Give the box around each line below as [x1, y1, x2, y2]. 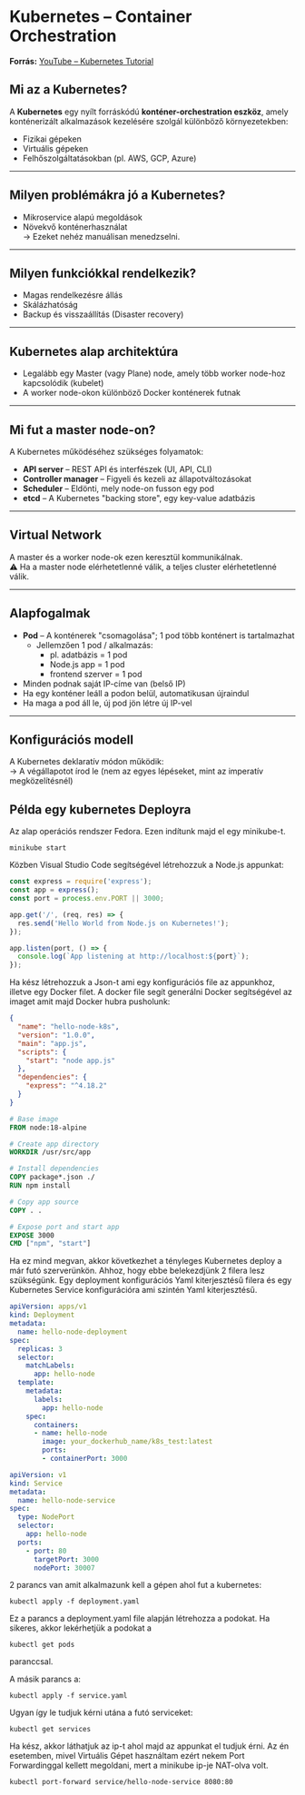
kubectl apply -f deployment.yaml [9, 1597, 141, 1606]
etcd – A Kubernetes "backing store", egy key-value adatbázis [22, 493, 256, 503]
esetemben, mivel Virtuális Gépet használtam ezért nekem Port [9, 1751, 245, 1761]
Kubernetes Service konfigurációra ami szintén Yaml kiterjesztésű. [9, 1285, 258, 1296]
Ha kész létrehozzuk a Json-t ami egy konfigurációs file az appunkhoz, [9, 977, 275, 988]
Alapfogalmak [9, 606, 91, 621]
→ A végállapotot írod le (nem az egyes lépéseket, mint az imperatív [9, 765, 264, 777]
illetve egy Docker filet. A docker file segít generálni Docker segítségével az [9, 987, 292, 998]
